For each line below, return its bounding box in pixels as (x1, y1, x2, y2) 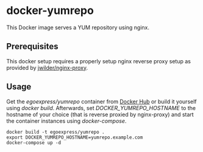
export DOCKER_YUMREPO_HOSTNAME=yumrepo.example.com (6, 134, 143, 140)
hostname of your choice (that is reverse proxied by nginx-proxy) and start (6, 111, 194, 118)
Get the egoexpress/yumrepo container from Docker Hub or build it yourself (6, 98, 197, 105)
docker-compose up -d (6, 139, 62, 146)
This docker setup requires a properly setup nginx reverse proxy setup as (6, 57, 191, 64)
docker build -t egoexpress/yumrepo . (6, 129, 105, 135)
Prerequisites (6, 41, 59, 52)
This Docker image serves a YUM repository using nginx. (6, 24, 150, 31)
